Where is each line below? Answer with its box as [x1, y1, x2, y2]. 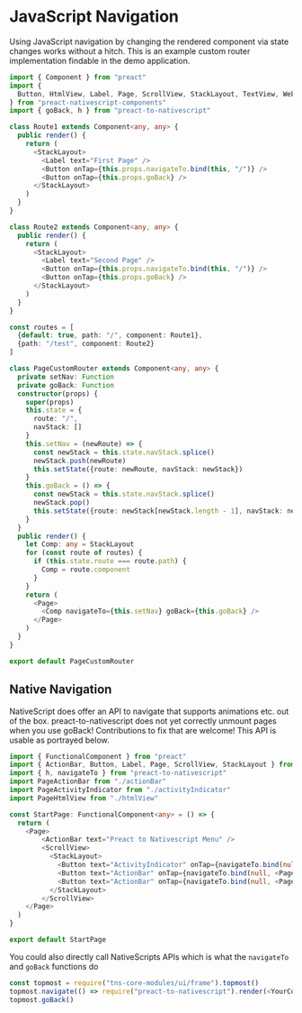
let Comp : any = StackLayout [25, 540, 135, 549]
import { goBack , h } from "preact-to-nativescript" [9, 106, 211, 115]
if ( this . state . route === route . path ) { [32, 557, 187, 566]
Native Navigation [9, 682, 112, 698]
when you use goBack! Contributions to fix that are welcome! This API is [9, 725, 277, 735]
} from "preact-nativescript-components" [9, 97, 167, 107]
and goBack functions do [9, 961, 99, 972]
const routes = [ [9, 323, 75, 332]
